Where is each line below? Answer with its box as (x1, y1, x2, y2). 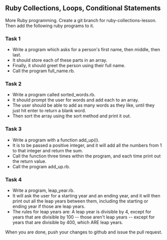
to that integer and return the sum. (12, 147, 83, 153)
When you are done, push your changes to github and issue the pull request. (5, 229, 163, 235)
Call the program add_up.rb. (12, 163, 70, 169)
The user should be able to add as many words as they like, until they (12, 102, 155, 108)
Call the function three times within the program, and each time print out (12, 153, 161, 159)
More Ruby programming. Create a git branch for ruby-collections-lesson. (5, 17, 157, 23)
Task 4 (5, 176, 22, 183)
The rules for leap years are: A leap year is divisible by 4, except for (12, 209, 152, 214)
